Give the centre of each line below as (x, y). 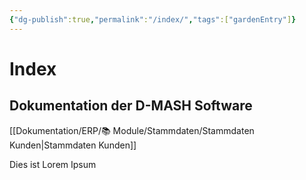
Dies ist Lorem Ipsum (53, 164)
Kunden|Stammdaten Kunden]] (73, 145)
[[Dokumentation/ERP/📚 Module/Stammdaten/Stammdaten (132, 130)
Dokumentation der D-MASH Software (131, 106)
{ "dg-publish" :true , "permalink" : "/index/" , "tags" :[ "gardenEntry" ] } (153, 19)
